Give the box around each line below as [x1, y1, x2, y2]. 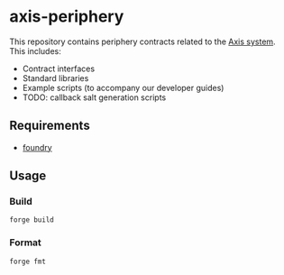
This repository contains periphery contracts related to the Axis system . [9, 36, 277, 47]
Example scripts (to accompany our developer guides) [22, 82, 224, 93]
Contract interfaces [22, 63, 96, 74]
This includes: [9, 45, 61, 56]
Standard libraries [22, 72, 89, 83]
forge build [9, 215, 54, 225]
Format [9, 236, 42, 249]
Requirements [9, 118, 90, 133]
